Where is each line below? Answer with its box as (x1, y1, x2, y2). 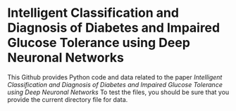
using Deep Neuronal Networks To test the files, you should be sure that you (7, 88, 230, 96)
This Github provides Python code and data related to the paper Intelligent (7, 72, 223, 81)
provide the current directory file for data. (7, 95, 128, 103)
